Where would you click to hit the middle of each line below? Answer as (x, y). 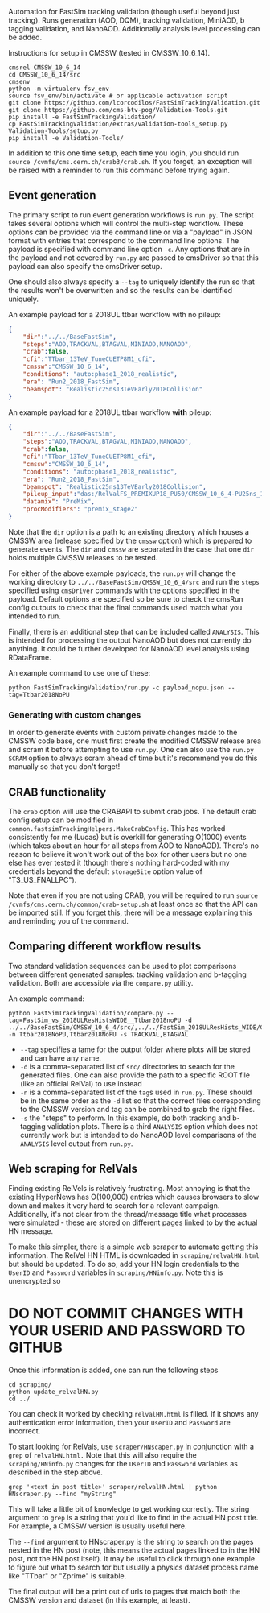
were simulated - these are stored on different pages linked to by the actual (133, 1222)
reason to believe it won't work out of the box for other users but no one (128, 854)
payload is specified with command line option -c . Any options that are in (129, 249)
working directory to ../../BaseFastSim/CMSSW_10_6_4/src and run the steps (134, 581)
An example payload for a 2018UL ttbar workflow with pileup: (110, 412)
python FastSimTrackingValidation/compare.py (86, 1013)
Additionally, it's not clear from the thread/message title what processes (128, 1214)
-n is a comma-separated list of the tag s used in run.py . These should (136, 1092)
